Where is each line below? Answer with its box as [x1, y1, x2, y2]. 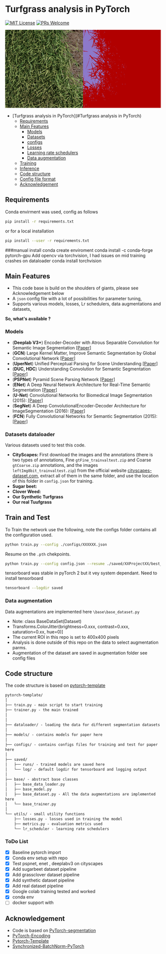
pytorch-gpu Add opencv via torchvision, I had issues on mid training [5, 252, 146, 258]
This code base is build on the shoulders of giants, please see [12, 285, 139, 291]
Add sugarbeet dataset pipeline [12, 866, 77, 872]
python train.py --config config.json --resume [5, 561, 105, 566]
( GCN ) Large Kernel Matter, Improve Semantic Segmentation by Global [12, 350, 157, 356]
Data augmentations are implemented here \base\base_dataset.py [5, 609, 140, 615]
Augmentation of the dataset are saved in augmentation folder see [12, 650, 148, 656]
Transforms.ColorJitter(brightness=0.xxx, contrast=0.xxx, [12, 623, 130, 629]
